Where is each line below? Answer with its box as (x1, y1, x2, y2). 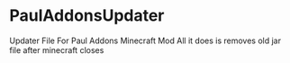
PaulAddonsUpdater (9, 5, 165, 26)
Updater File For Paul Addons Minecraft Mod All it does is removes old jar (9, 35, 282, 46)
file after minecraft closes (9, 44, 104, 55)
